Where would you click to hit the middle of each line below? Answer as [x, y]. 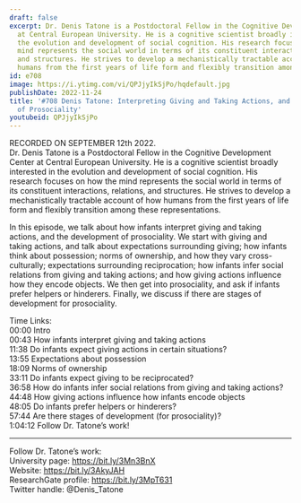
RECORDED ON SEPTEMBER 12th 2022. [83, 143]
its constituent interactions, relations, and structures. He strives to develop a [150, 191]
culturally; [28, 265]
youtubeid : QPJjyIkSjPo [54, 117]
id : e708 [26, 76]
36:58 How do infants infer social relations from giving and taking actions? [146, 387]
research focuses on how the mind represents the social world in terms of [146, 181]
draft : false [34, 17]
